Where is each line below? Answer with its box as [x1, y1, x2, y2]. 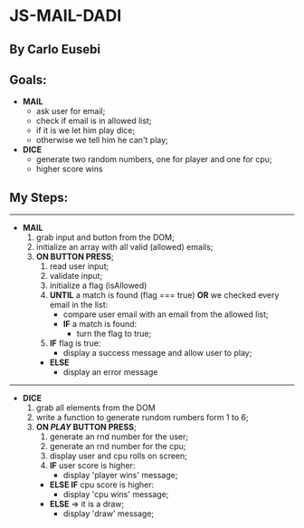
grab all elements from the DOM [35, 402, 156, 413]
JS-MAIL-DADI [9, 5, 122, 26]
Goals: [9, 72, 47, 87]
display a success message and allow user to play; [62, 348, 252, 359]
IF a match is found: [62, 319, 138, 330]
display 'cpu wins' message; [62, 489, 169, 500]
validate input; [49, 271, 103, 282]
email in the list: [49, 300, 109, 311]
